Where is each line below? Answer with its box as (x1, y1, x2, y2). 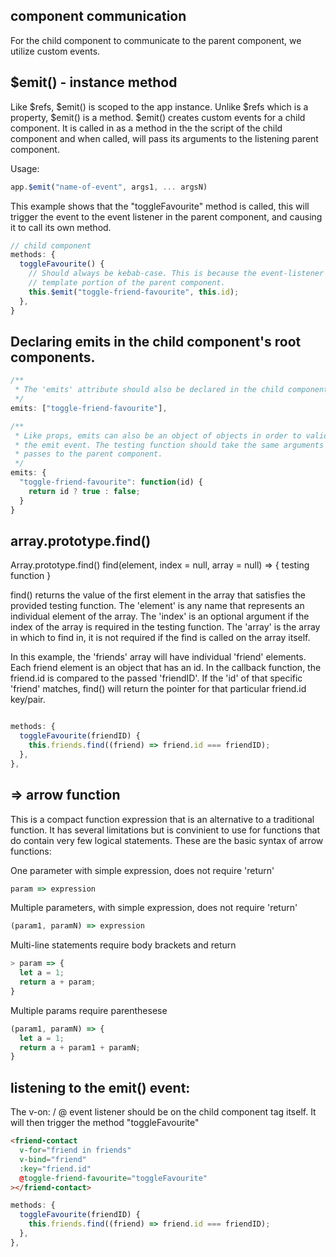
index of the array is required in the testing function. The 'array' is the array (10, 621, 321, 633)
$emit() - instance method (10, 74, 178, 91)
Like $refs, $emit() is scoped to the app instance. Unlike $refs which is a (10, 100, 309, 113)
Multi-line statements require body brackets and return (10, 939, 237, 951)
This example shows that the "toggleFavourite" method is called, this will (10, 200, 310, 212)
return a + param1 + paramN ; (19, 1042, 141, 1053)
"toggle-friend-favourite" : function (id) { (19, 477, 203, 488)
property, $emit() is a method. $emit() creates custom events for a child (10, 111, 306, 123)
